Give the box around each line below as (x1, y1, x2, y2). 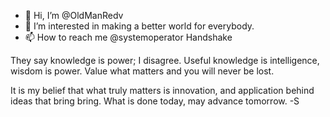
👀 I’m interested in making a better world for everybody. (24, 20, 255, 32)
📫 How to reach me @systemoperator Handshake (24, 31, 233, 43)
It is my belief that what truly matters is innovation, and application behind (10, 85, 315, 96)
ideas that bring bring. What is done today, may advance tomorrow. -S (10, 95, 300, 107)
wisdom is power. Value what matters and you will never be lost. (10, 65, 275, 77)
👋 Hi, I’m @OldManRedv (24, 10, 124, 21)
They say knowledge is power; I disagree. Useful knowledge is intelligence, (10, 55, 320, 66)
